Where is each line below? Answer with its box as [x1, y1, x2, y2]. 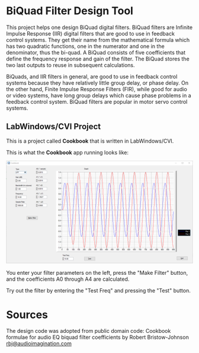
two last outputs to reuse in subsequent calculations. [6, 61, 135, 69]
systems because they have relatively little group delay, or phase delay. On [6, 79, 188, 86]
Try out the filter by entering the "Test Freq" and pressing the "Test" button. [6, 287, 191, 294]
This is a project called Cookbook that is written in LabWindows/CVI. [6, 137, 174, 145]
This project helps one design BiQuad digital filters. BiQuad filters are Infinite [6, 24, 193, 31]
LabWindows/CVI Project [6, 121, 101, 131]
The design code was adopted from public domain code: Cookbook [6, 328, 171, 335]
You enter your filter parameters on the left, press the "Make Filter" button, [6, 269, 188, 277]
